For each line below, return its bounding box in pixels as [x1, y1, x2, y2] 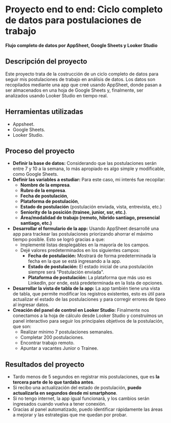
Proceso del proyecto [5, 146, 75, 155]
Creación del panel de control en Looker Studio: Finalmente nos [12, 307, 150, 313]
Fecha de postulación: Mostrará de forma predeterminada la [28, 252, 157, 259]
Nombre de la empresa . [20, 182, 71, 188]
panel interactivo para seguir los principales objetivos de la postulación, [12, 318, 164, 324]
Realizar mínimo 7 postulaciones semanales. [20, 329, 114, 335]
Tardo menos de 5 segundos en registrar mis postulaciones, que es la [12, 374, 160, 380]
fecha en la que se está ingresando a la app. [28, 258, 121, 264]
